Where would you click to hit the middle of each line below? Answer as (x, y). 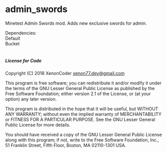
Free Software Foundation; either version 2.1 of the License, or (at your (78, 94)
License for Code (23, 60)
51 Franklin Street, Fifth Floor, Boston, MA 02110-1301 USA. (66, 145)
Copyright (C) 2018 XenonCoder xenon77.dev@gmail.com (65, 73)
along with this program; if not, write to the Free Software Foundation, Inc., (82, 140)
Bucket (13, 43)
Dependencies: (21, 33)
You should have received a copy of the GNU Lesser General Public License (83, 134)
